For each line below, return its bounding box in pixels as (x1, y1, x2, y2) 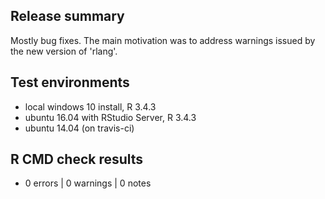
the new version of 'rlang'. (10, 45, 118, 57)
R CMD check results (10, 151, 144, 168)
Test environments (10, 74, 130, 91)
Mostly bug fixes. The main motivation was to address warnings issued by (10, 34, 316, 46)
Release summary (10, 8, 125, 25)
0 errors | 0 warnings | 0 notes (24, 177, 152, 189)
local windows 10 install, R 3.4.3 (24, 100, 157, 113)
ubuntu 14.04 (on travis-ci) (24, 122, 135, 134)
